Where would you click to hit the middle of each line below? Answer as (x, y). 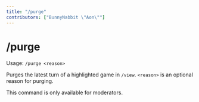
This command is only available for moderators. (65, 92)
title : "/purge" (26, 12)
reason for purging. (30, 81)
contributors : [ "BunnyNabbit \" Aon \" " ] (56, 17)
